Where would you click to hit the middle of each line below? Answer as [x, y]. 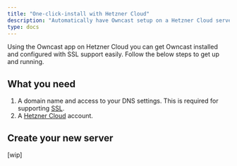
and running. [26, 62]
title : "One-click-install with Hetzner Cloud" [79, 14]
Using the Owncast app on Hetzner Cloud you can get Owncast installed [113, 47]
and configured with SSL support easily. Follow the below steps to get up [114, 54]
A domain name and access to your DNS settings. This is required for [118, 101]
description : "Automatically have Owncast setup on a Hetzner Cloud [110, 20]
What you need [42, 84]
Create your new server [60, 138]
